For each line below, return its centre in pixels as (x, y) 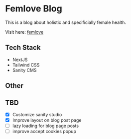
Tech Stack (23, 48)
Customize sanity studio (37, 114)
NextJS (20, 60)
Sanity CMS (24, 70)
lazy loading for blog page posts (45, 126)
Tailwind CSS (26, 65)
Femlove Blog (34, 9)
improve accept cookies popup (44, 132)
